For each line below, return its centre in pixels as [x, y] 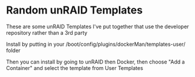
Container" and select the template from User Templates [75, 68]
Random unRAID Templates [75, 10]
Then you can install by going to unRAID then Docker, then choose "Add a [95, 62]
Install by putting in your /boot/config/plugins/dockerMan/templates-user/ [96, 44]
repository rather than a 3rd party [47, 32]
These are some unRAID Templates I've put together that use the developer [98, 26]
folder [13, 50]
